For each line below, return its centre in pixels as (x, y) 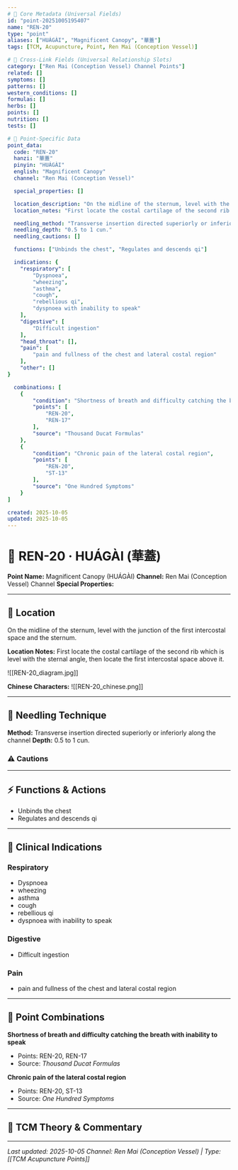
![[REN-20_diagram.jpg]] (43, 673)
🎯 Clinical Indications (55, 847)
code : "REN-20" (36, 152)
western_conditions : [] (42, 93)
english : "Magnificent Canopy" (60, 172)
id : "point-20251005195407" (49, 21)
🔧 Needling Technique (57, 716)
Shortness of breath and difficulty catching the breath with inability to (113, 1034)
